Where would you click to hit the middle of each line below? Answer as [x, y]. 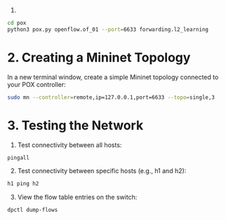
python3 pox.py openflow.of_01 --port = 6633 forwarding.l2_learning [108, 29]
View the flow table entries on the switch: [77, 197]
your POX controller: [37, 84]
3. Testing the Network [75, 125]
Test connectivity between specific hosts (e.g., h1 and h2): [102, 171]
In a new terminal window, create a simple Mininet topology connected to [113, 77]
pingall [19, 158]
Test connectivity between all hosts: [69, 145]
